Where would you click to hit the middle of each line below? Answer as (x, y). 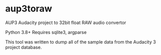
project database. (24, 47)
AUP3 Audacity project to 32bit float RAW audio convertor (66, 22)
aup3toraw (29, 9)
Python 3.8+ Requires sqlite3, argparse (46, 32)
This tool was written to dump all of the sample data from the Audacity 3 (80, 42)
